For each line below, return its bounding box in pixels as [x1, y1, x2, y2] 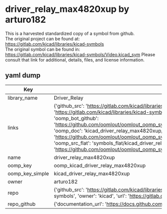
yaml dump [5, 71, 41, 80]
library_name [7, 94, 38, 101]
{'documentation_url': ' [54, 200, 107, 207]
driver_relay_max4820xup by [5, 3, 129, 15]
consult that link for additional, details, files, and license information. [5, 57, 145, 63]
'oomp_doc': [54, 127, 83, 134]
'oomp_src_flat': [54, 140, 91, 146]
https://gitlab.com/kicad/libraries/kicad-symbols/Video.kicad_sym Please [5, 51, 156, 58]
